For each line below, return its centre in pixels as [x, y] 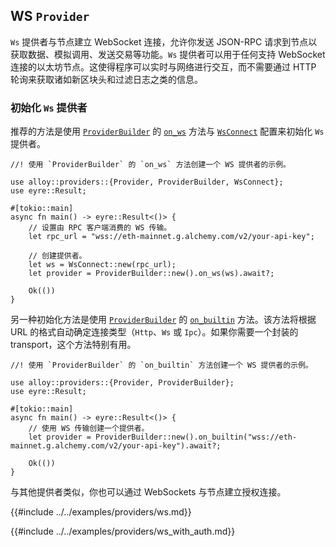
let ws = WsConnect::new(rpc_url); [102, 265]
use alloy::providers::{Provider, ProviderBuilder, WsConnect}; [147, 182]
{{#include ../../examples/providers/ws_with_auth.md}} [123, 531]
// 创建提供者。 [57, 256]
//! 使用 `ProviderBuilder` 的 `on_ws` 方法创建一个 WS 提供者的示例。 [150, 165]
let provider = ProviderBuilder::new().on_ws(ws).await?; [151, 274]
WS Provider [50, 16]
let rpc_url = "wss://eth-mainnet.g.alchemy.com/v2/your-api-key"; [171, 237]
